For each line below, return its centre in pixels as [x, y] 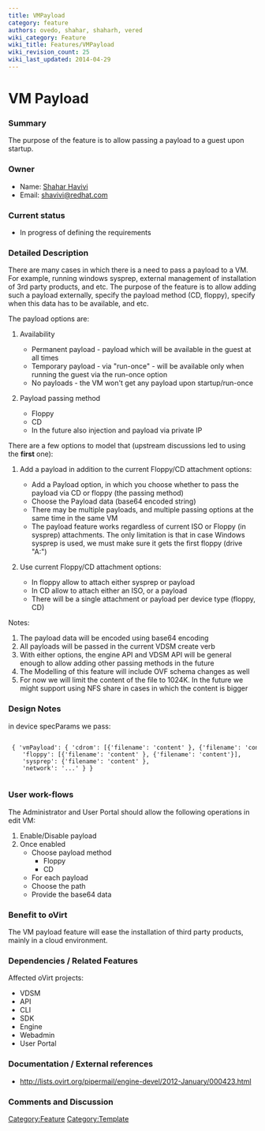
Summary [28, 123]
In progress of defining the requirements [85, 232]
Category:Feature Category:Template [69, 1119]
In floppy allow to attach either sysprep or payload [113, 582]
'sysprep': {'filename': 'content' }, [86, 761]
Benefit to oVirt [38, 915]
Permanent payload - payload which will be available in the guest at [141, 350]
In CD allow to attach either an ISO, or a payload [109, 591]
